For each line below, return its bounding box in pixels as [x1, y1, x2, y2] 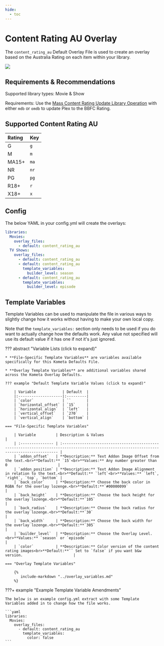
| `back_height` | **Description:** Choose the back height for [14, 493, 155, 498]
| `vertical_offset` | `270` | [14, 411, 89, 416]
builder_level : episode [27, 284, 76, 290]
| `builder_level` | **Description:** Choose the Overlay [14, 531, 137, 537]
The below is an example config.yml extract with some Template [5, 597, 139, 602]
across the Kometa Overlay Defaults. [5, 373, 82, 377]
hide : [5, 7, 16, 12]
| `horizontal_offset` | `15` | [14, 403, 89, 407]
